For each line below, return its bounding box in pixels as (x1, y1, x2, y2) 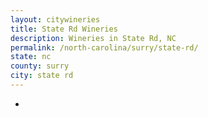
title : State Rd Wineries (10, 24, 118, 34)
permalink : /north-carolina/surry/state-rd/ (10, 42, 199, 53)
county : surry (10, 61, 70, 71)
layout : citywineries (10, 14, 101, 25)
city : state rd (10, 71, 74, 81)
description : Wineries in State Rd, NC (10, 33, 177, 43)
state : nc (10, 52, 52, 62)
